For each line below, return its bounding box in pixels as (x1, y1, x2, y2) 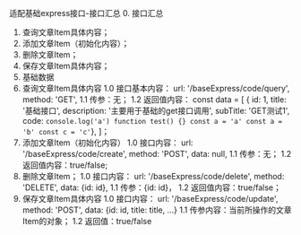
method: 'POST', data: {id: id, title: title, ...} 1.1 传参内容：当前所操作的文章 (21, 205, 292, 215)
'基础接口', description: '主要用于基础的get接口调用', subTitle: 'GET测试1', (21, 106, 290, 116)
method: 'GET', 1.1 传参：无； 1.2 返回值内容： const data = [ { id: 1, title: (21, 94, 287, 105)
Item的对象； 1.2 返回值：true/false (21, 216, 152, 226)
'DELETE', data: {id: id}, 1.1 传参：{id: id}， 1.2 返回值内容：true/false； (21, 182, 282, 193)
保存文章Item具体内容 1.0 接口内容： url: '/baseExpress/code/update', (21, 194, 279, 204)
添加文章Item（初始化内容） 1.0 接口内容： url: (21, 137, 193, 148)
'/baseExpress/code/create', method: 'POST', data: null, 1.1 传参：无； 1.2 (21, 149, 292, 159)
